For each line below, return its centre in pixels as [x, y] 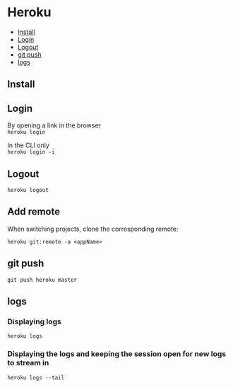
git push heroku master [42, 280]
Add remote [34, 212]
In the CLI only [28, 145]
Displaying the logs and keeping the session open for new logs [117, 354]
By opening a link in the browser [54, 125]
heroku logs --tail [36, 377]
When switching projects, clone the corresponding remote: [93, 229]
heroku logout [28, 190]
